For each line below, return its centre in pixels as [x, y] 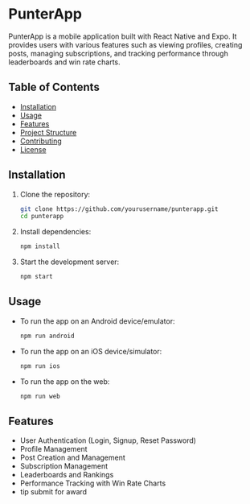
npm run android [47, 336]
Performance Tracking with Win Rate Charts [93, 483]
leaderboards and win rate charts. [64, 62]
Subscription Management [64, 466]
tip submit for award [53, 492]
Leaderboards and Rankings [67, 475]
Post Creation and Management [73, 458]
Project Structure [48, 132]
